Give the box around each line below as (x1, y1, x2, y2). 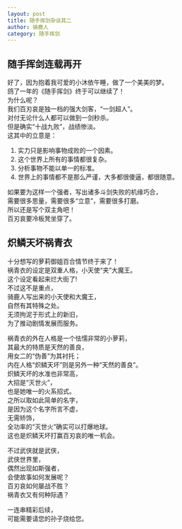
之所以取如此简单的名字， (7, 395, 82, 404)
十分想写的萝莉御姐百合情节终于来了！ (7, 257, 119, 265)
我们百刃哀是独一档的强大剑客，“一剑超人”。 (7, 105, 137, 113)
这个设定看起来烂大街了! (7, 274, 78, 283)
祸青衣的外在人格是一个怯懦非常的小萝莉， (7, 334, 131, 342)
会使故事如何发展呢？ (7, 472, 69, 481)
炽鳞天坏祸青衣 (7, 237, 73, 249)
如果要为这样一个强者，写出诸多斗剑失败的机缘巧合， (7, 188, 162, 197)
